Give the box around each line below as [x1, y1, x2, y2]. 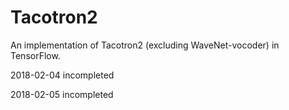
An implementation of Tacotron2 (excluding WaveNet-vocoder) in [10, 39, 280, 51]
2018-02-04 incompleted [10, 69, 115, 81]
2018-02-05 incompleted [10, 88, 114, 100]
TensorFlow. [10, 49, 61, 61]
